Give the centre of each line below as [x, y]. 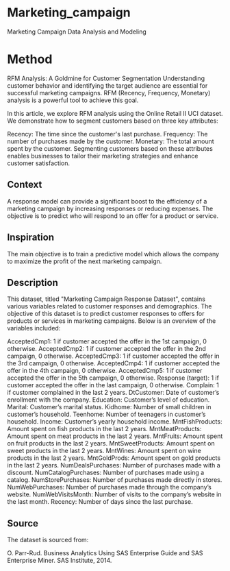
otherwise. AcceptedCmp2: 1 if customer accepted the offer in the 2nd [107, 349]
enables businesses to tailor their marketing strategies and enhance [103, 156]
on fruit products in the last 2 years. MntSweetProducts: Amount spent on [111, 444]
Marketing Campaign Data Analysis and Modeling [77, 32]
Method [30, 59]
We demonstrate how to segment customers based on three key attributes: [113, 121]
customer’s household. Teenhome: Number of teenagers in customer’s [106, 414]
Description [33, 282]
